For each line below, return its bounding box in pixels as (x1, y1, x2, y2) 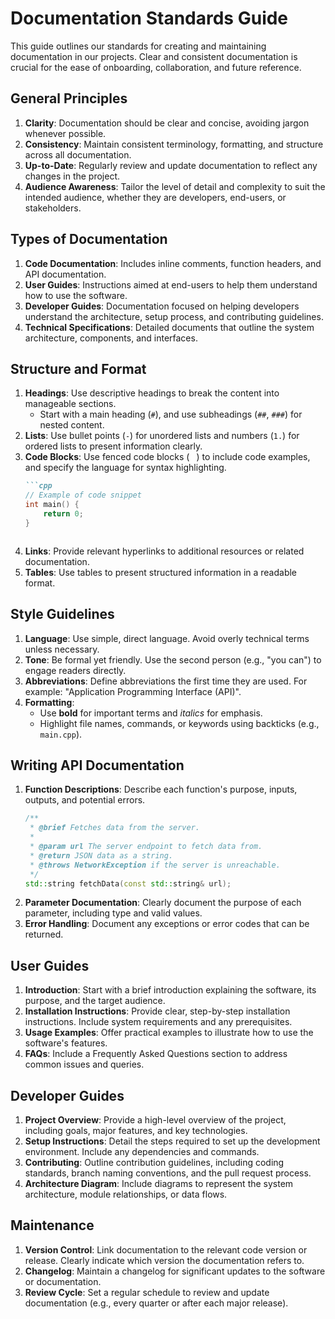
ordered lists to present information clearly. (24, 440, 203, 452)
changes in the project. (24, 170, 121, 182)
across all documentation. (24, 148, 132, 161)
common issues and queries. (24, 1058, 145, 1071)
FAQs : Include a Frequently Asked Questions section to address (24, 1048, 288, 1060)
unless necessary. (24, 643, 100, 655)
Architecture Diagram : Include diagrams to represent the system (24, 1178, 294, 1189)
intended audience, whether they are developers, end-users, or (24, 191, 287, 203)
